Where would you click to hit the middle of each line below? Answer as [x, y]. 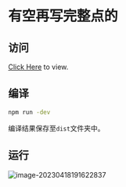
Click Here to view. [38, 67]
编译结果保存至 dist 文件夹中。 [56, 128]
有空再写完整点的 [63, 16]
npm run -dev [29, 112]
